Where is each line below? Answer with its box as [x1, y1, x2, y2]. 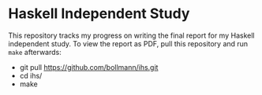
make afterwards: [8, 47, 62, 57]
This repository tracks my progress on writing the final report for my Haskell [8, 31, 255, 40]
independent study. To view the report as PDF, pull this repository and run [8, 38, 249, 48]
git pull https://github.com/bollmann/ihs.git [19, 62, 159, 71]
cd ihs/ [19, 71, 43, 80]
